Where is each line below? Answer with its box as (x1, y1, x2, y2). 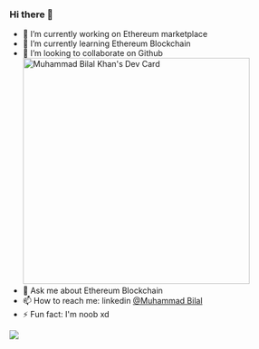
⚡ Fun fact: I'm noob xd (22, 309, 110, 320)
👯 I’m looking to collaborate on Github (22, 48, 163, 59)
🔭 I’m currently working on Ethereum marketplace (22, 29, 208, 40)
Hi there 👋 (9, 8, 54, 21)
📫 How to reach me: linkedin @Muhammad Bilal (22, 296, 203, 307)
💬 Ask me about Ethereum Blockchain (22, 285, 163, 297)
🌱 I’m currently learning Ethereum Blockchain (22, 38, 192, 49)
